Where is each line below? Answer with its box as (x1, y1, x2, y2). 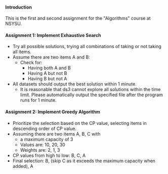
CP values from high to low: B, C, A (12, 152, 86, 158)
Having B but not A (27, 76, 67, 82)
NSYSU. (5, 21, 22, 27)
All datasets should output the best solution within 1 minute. (12, 81, 137, 87)
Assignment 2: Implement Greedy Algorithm (5, 109, 100, 115)
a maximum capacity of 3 (20, 136, 73, 142)
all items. (12, 49, 32, 55)
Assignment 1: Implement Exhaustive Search (5, 32, 101, 38)
